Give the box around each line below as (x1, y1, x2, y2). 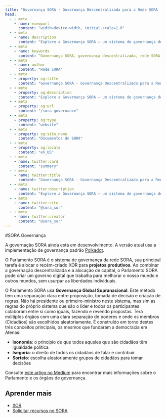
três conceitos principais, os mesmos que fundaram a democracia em (5, 324, 147, 330)
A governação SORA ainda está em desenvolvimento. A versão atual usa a (5, 242, 157, 248)
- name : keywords (14, 48, 50, 53)
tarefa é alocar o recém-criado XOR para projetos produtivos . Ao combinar (5, 262, 159, 268)
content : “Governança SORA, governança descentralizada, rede (18, 53, 149, 58)
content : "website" (18, 122, 58, 127)
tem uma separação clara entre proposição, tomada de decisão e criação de (5, 292, 161, 298)
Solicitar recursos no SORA (12, 408, 68, 414)
